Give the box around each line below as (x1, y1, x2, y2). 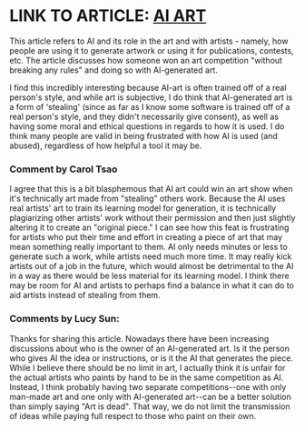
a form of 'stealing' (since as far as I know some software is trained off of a (9, 101, 290, 112)
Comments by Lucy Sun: (9, 313, 120, 325)
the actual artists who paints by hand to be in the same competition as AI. (9, 372, 284, 383)
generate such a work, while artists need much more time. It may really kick (9, 251, 292, 262)
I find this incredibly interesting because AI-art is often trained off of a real (9, 82, 287, 93)
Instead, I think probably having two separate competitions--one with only (9, 381, 287, 392)
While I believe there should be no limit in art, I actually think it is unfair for (9, 362, 286, 373)
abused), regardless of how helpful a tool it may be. (9, 140, 202, 151)
